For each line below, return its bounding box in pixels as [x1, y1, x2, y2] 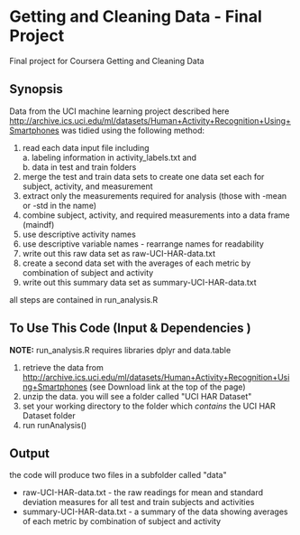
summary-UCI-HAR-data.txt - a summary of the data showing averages [22, 506, 288, 517]
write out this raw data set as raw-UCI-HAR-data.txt [22, 248, 216, 258]
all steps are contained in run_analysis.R [9, 294, 159, 305]
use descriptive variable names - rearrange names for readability [22, 238, 264, 249]
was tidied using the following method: [61, 125, 205, 136]
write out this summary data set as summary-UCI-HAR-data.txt [22, 277, 257, 287]
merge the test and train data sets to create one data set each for [22, 171, 265, 182]
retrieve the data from [22, 361, 104, 372]
